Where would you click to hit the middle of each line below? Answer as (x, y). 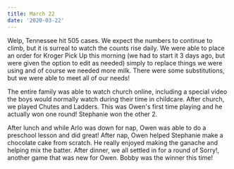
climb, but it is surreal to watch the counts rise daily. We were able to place (116, 48)
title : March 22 (31, 14)
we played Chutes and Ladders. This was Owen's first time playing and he (115, 106)
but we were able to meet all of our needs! (69, 77)
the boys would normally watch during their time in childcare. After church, (116, 99)
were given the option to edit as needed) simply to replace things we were (115, 63)
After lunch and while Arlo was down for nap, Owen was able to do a (107, 127)
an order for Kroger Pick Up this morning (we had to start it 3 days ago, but (116, 55)
